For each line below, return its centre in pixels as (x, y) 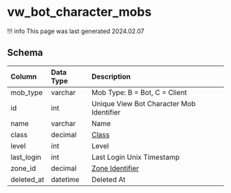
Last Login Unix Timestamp (136, 157)
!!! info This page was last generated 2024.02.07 (76, 31)
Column (24, 77)
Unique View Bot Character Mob (144, 103)
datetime (65, 179)
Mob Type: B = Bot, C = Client (140, 92)
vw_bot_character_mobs (79, 12)
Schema (25, 53)
